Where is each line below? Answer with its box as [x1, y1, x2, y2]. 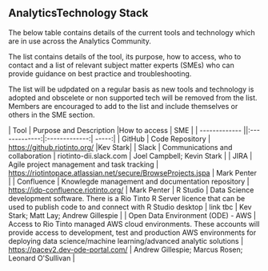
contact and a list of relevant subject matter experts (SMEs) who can [8, 60, 234, 70]
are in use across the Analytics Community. [8, 36, 152, 46]
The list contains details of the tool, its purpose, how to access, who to [8, 51, 242, 61]
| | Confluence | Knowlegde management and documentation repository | [8, 176, 250, 186]
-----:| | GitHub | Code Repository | [94, 134, 210, 144]
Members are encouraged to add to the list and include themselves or [8, 101, 238, 111]
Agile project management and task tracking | [8, 160, 158, 169]
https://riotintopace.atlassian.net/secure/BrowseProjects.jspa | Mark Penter [8, 168, 258, 177]
